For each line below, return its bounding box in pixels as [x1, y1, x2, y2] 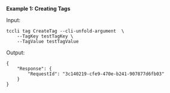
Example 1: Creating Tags [6, 5, 71, 12]
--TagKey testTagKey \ [17, 33, 74, 39]
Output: [6, 49, 25, 56]
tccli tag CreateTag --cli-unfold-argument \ [6, 28, 125, 34]
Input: [6, 17, 21, 23]
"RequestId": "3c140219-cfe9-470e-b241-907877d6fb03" [28, 71, 165, 77]
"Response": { [17, 66, 52, 72]
